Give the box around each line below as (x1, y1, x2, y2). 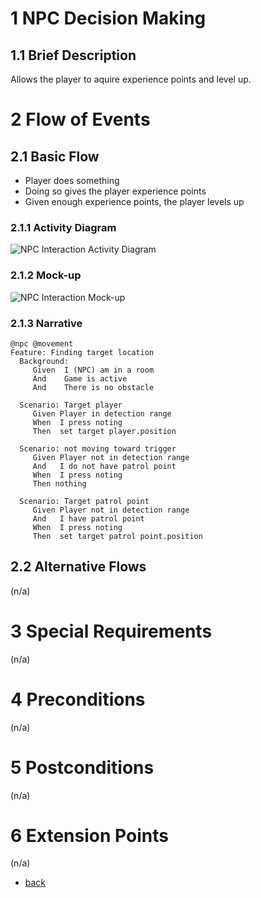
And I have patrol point (32, 513, 145, 524)
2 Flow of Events (10, 108, 151, 131)
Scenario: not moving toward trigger (19, 443, 177, 454)
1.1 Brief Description (10, 47, 137, 64)
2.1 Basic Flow (10, 148, 100, 165)
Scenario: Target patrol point (19, 496, 150, 506)
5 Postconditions (10, 756, 155, 779)
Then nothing (32, 478, 87, 489)
